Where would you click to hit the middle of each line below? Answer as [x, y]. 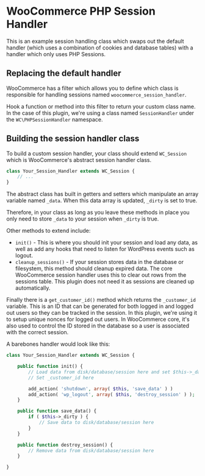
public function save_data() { [57, 411]
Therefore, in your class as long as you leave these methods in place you [98, 213]
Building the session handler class [73, 139]
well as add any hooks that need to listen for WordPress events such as [105, 249]
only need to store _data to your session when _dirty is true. [83, 219]
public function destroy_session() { [65, 445]
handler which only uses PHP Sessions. [56, 54]
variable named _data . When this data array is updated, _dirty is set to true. [102, 200]
